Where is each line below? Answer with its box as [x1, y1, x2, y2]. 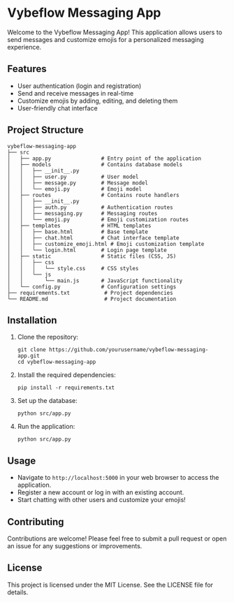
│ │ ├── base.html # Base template [7, 228, 149, 235]
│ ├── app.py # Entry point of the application [7, 155, 201, 162]
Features [7, 63, 47, 75]
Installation [7, 314, 57, 326]
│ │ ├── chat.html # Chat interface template [7, 234, 180, 242]
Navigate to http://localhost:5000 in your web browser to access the [17, 473, 219, 482]
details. [7, 588, 29, 596]
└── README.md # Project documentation [7, 295, 177, 302]
